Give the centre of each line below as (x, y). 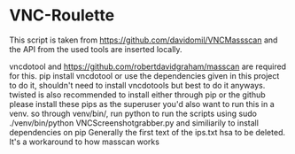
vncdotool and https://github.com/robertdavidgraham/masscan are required (147, 66)
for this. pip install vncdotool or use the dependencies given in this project (144, 75)
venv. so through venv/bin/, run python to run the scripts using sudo (133, 113)
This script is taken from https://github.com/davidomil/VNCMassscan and (144, 40)
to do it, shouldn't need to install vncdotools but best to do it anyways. (137, 85)
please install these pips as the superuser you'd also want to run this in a (142, 104)
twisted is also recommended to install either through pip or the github (137, 95)
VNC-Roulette (62, 15)
